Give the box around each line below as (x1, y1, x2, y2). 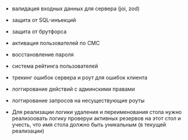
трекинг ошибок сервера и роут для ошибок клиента (11, 74, 148, 81)
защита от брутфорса (11, 28, 67, 35)
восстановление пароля (11, 51, 74, 58)
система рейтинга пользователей (11, 62, 98, 69)
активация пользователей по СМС (11, 40, 100, 46)
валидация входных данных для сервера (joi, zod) (11, 5, 140, 12)
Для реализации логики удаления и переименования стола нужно (11, 109, 182, 115)
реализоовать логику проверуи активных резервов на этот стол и (11, 115, 181, 122)
